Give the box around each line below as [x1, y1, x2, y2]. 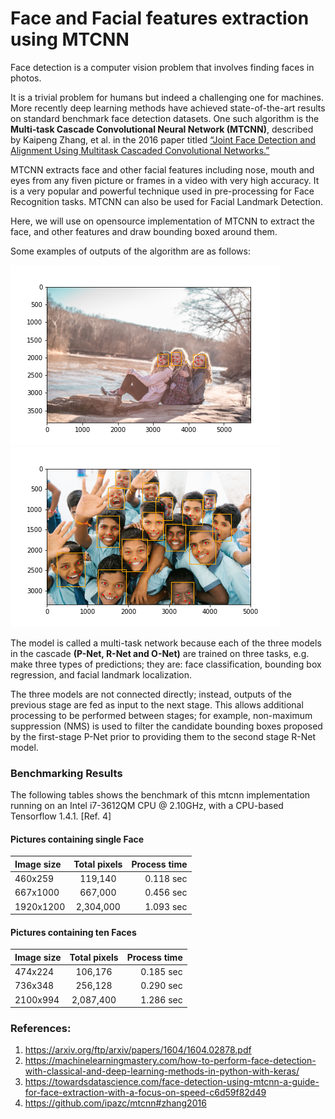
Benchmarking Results [10, 766, 123, 780]
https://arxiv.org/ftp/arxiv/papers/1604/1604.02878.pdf [24, 1044, 252, 1056]
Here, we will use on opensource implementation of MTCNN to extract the [10, 215, 315, 227]
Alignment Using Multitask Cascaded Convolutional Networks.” [10, 144, 270, 156]
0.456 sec [144, 887, 188, 899]
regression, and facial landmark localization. [10, 668, 192, 681]
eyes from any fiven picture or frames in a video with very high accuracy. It [10, 174, 320, 186]
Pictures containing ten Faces [10, 926, 137, 938]
